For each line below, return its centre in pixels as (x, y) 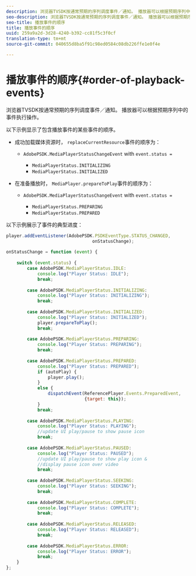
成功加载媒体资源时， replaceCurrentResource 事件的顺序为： (87, 142)
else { (45, 388)
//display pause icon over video (78, 464)
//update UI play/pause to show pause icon (91, 432)
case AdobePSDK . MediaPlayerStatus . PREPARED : (82, 361)
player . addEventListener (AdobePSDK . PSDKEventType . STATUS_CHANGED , (88, 236)
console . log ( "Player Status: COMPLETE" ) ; (88, 508)
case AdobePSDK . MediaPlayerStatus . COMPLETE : (82, 502)
